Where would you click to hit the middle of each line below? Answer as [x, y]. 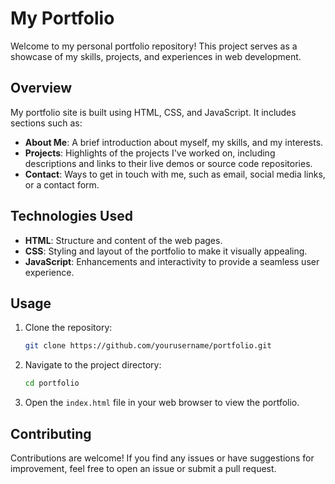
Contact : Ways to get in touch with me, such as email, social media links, [175, 174]
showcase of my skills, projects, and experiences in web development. [156, 56]
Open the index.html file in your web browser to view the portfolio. [162, 403]
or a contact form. [62, 184]
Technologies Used [71, 216]
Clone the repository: [68, 328]
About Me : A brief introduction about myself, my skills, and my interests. [174, 142]
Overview [41, 88]
